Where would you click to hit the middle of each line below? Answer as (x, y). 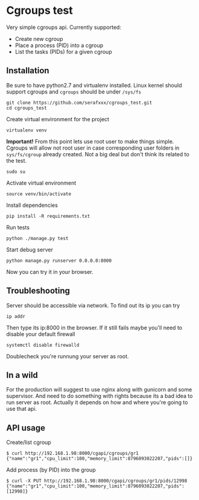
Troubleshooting (38, 291)
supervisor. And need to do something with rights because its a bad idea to (99, 396)
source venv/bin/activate (39, 194)
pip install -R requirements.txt (48, 216)
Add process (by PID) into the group (51, 470)
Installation (28, 71)
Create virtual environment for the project (58, 119)
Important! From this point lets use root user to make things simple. (90, 141)
